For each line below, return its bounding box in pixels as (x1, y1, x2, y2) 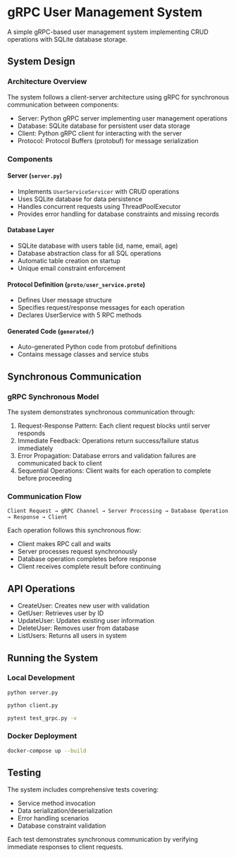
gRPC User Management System (7, 4, 203, 20)
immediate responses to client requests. (7, 842, 124, 851)
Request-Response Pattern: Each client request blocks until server (17, 421, 211, 430)
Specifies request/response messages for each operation (17, 303, 185, 312)
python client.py (7, 701, 58, 709)
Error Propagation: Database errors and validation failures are (17, 452, 197, 460)
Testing (7, 767, 42, 779)
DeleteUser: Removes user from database (17, 624, 139, 632)
